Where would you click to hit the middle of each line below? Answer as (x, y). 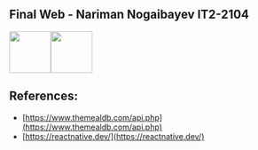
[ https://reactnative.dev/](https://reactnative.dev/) (113, 136)
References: (43, 96)
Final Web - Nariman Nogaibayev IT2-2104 (129, 15)
